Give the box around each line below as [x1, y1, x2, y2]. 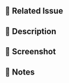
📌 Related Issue [5, 6, 63, 16]
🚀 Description [5, 26, 57, 36]
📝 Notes [5, 67, 35, 77]
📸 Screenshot [5, 47, 57, 57]
